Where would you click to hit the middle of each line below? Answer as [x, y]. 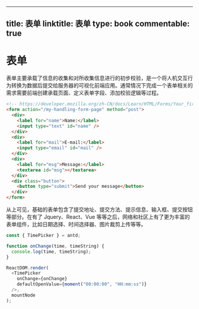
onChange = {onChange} [42, 279]
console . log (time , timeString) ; [52, 252]
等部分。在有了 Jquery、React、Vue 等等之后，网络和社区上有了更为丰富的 [98, 217]
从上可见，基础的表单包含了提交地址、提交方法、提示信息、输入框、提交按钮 [99, 210]
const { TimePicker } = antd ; [44, 236]
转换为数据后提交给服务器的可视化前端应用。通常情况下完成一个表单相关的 [102, 86]
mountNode [23, 295]
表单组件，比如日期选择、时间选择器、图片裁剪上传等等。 [76, 225]
